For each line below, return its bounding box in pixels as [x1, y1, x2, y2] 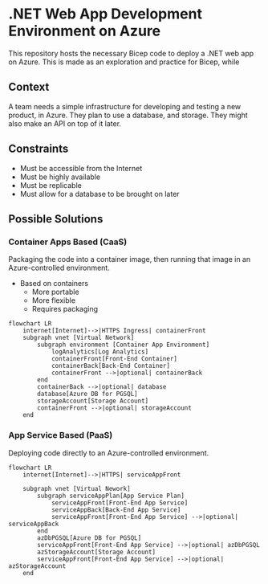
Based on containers [19, 279, 89, 288]
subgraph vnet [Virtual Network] [22, 334, 135, 342]
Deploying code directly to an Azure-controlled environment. [8, 447, 209, 458]
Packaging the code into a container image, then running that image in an [8, 255, 251, 264]
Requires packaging [31, 304, 99, 314]
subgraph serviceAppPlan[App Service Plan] [37, 492, 185, 500]
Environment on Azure [8, 22, 161, 40]
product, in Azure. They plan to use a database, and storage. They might [8, 110, 249, 120]
